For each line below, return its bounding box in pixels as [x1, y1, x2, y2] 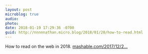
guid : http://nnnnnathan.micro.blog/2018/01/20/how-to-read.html [5, 30, 143, 35]
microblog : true [5, 12, 39, 17]
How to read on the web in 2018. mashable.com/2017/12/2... [5, 44, 128, 49]
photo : [5, 21, 19, 26]
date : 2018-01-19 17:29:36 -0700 [5, 26, 74, 30]
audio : [5, 16, 19, 21]
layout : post [5, 7, 32, 12]
